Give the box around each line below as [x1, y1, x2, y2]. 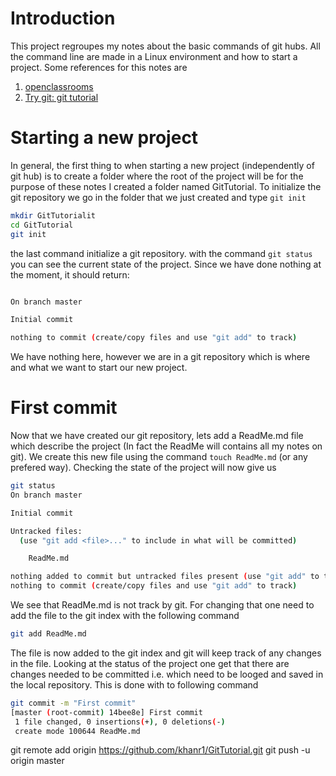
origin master [10, 755, 65, 767]
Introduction [10, 7, 116, 30]
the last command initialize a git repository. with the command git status [10, 247, 313, 259]
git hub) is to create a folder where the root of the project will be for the [10, 170, 304, 182]
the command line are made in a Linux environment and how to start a [10, 50, 298, 62]
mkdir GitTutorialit [10, 210, 97, 221]
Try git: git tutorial [24, 91, 99, 103]
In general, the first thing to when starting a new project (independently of [10, 159, 315, 171]
